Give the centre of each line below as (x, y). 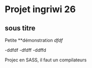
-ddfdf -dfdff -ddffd (25, 50)
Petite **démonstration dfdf (34, 40)
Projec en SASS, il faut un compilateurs (46, 60)
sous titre (20, 28)
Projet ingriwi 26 (40, 9)
